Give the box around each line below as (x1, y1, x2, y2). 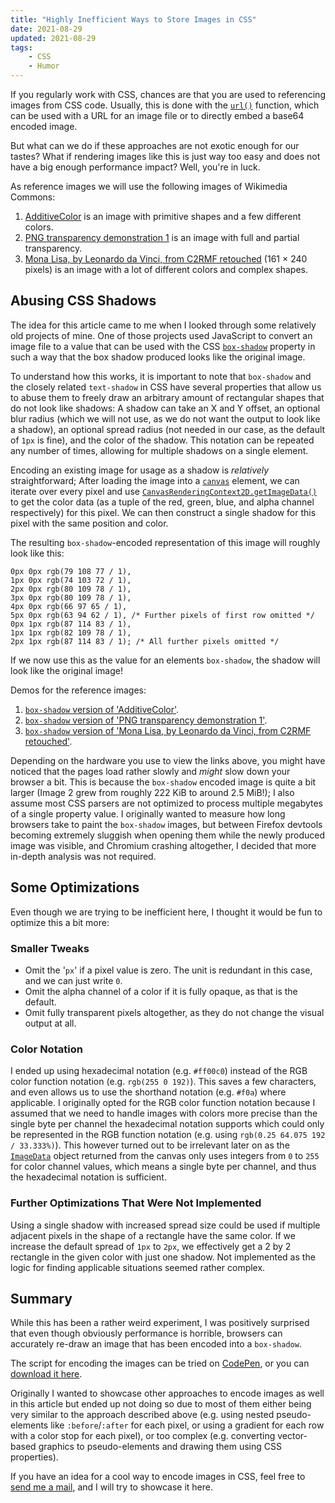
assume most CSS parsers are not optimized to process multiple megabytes (10, 797, 324, 809)
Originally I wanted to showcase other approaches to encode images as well (10, 1387, 325, 1400)
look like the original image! (10, 664, 123, 676)
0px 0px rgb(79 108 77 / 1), (10, 566, 132, 576)
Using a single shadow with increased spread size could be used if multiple (10, 1219, 321, 1231)
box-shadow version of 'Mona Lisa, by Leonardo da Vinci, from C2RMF (24, 724, 312, 736)
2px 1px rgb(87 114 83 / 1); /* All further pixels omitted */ (10, 636, 280, 646)
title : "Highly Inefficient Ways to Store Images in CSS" (10, 14, 257, 25)
